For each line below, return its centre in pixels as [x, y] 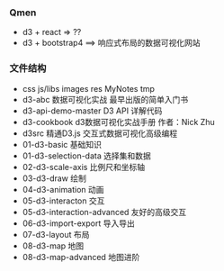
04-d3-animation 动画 [63, 189]
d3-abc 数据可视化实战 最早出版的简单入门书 [105, 99]
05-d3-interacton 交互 [63, 201]
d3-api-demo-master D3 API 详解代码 [92, 111]
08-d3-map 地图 [53, 246]
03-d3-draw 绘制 [54, 178]
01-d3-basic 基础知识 [62, 144]
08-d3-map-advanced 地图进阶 [81, 257]
